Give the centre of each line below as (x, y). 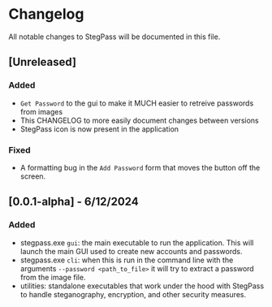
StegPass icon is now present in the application (99, 129)
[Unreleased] (43, 62)
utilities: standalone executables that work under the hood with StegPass (142, 286)
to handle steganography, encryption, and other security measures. (133, 294)
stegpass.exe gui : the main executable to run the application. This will (137, 242)
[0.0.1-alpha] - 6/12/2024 (74, 202)
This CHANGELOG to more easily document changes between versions (139, 120)
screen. (33, 176)
